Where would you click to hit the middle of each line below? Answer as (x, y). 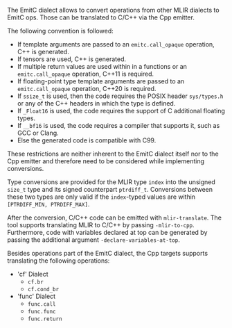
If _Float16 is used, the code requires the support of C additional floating (121, 111)
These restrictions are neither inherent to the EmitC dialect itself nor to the (113, 154)
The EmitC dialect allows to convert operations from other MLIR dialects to (113, 10)
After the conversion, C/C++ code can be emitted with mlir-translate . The (114, 218)
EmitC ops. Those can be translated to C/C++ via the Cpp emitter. (101, 17)
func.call (42, 304)
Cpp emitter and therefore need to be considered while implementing (106, 161)
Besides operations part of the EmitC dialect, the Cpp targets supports (108, 253)
